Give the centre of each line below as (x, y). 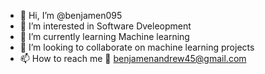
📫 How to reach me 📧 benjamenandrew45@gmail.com (133, 58)
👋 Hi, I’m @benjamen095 (71, 15)
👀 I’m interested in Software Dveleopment (105, 26)
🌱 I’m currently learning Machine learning (104, 36)
